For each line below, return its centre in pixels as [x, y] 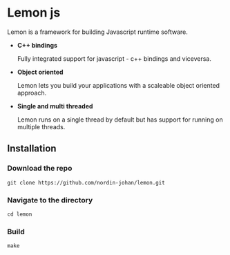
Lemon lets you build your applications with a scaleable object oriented [118, 85]
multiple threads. [41, 126]
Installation [32, 149]
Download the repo [40, 169]
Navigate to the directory [50, 200]
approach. [32, 93]
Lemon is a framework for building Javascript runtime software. [97, 32]
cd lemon [20, 214]
